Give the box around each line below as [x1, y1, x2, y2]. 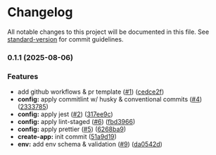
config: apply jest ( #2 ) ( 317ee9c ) [17, 110, 114, 118]
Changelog [7, 4, 73, 20]
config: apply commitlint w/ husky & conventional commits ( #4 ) [17, 95, 203, 104]
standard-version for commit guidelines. [7, 35, 124, 43]
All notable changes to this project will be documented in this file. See [7, 27, 210, 36]
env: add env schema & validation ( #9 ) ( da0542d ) [17, 140, 163, 149]
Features [7, 71, 39, 81]
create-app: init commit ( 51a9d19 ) [17, 132, 117, 141]
